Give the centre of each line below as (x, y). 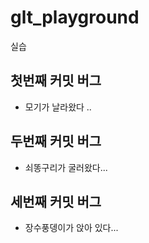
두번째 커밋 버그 (56, 141)
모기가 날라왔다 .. (58, 107)
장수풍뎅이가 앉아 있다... (71, 228)
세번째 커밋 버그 (56, 201)
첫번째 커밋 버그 (56, 81)
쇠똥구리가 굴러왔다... (66, 167)
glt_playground (75, 17)
